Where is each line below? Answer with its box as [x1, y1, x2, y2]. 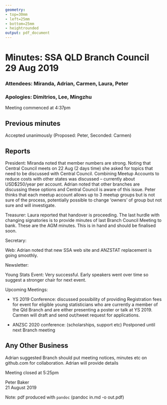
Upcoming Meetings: [5, 287, 48, 293]
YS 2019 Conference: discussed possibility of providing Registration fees [12, 297, 162, 303]
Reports [5, 147, 31, 155]
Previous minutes [5, 119, 61, 127]
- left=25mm [5, 16, 30, 21]
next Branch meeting [12, 327, 56, 333]
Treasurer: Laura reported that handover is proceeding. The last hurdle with [5, 212, 160, 218]
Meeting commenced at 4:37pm [5, 105, 71, 111]
